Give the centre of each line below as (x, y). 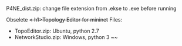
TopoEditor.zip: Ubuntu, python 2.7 (57, 31)
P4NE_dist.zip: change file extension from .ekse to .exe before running (91, 8)
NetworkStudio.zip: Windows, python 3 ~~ (66, 37)
